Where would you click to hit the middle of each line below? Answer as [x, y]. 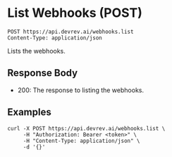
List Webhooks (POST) [75, 13]
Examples [29, 112]
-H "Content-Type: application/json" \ [81, 141]
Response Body [43, 73]
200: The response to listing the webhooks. [81, 90]
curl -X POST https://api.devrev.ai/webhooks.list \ [86, 128]
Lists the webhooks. [36, 51]
